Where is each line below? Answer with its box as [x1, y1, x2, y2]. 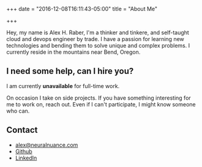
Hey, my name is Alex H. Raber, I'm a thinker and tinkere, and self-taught [6, 29, 190, 36]
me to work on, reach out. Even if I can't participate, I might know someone [6, 100, 196, 108]
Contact [6, 125, 38, 135]
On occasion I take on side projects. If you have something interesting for [6, 94, 191, 102]
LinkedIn [15, 154, 37, 161]
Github [15, 147, 32, 155]
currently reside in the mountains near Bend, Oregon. [6, 48, 141, 56]
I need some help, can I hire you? [6, 66, 134, 76]
